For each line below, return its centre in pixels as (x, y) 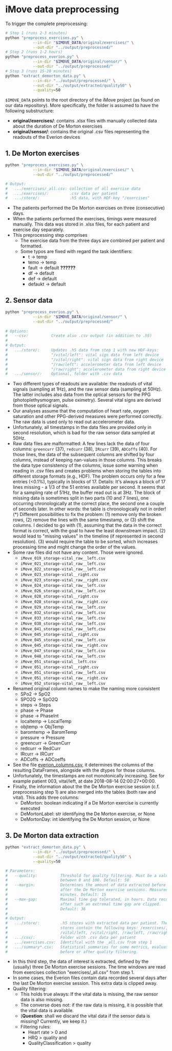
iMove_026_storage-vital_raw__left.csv (63, 591)
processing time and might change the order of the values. (74, 547)
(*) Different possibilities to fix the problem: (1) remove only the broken (87, 514)
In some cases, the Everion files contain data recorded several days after (90, 978)
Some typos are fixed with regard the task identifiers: (77, 252)
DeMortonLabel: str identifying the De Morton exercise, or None (88, 814)
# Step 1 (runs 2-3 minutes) (36, 33)
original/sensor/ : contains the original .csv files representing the (81, 132)
